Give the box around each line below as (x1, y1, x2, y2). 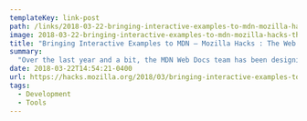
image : (9, 30, 35, 39)
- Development (17, 89, 71, 98)
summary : (9, 47, 43, 56)
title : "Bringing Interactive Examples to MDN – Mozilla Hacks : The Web (9, 38, 297, 48)
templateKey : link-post (9, 13, 101, 23)
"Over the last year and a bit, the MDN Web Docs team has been (17, 55, 268, 65)
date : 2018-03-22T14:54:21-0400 (9, 65, 132, 74)
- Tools (17, 97, 48, 107)
